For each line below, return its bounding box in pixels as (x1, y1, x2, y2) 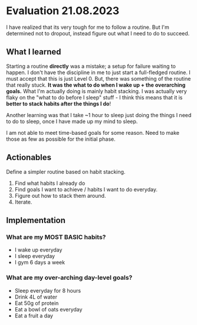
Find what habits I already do (14, 180, 86, 187)
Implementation (6, 215, 66, 225)
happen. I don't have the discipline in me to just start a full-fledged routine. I (6, 69, 191, 76)
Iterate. (14, 198, 32, 205)
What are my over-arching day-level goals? (6, 274, 133, 282)
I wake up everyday (14, 246, 63, 254)
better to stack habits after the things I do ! (6, 100, 111, 107)
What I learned (6, 47, 61, 57)
